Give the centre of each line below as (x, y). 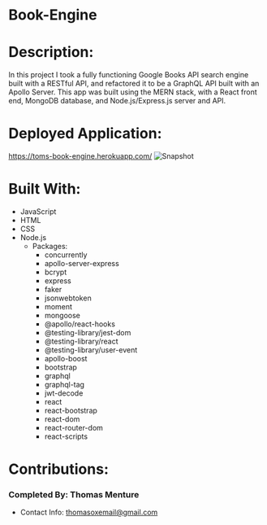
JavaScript (38, 212)
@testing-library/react (82, 341)
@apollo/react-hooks (80, 324)
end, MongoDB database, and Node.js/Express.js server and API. (117, 101)
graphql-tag (65, 385)
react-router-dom (74, 428)
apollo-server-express (82, 263)
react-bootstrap (71, 410)
